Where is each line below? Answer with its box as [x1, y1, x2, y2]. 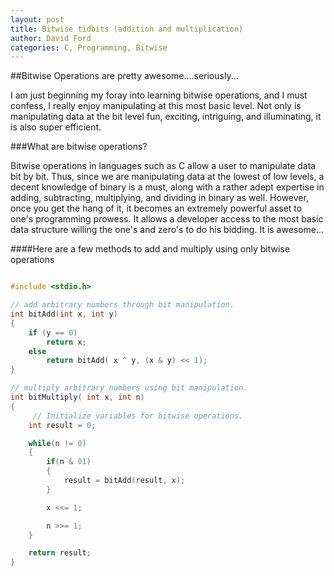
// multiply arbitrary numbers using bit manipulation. [10, 383, 248, 393]
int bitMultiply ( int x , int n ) [10, 392, 145, 402]
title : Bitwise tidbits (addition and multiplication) [10, 24, 244, 34]
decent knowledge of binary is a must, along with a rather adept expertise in [10, 181, 325, 193]
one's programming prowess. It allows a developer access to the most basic [10, 213, 324, 225]
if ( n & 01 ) [46, 457, 92, 467]
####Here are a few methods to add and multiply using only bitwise [10, 243, 290, 255]
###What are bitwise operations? [10, 141, 148, 153]
